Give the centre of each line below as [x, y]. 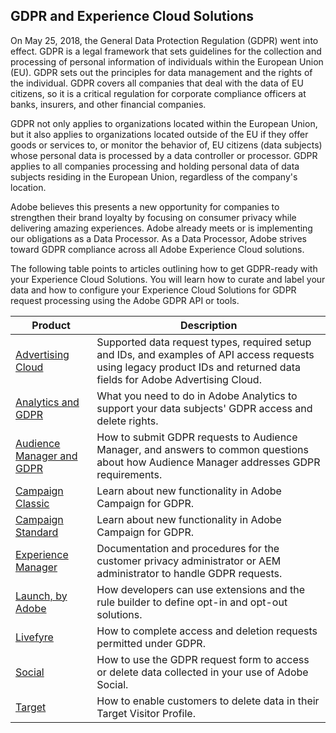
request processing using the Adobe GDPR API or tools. [125, 300]
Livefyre [34, 637]
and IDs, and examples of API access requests [205, 354]
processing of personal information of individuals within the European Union [167, 61]
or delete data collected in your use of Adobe [202, 672]
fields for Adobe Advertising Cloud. [179, 379]
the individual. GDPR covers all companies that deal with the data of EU [157, 83]
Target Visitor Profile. [146, 713]
